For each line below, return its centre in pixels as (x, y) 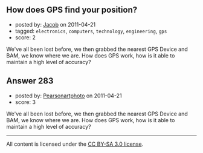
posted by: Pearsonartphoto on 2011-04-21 (68, 96)
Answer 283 (30, 81)
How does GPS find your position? (72, 10)
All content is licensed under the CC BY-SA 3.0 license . (75, 144)
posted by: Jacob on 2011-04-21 (55, 24)
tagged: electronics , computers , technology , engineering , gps (91, 31)
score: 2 (25, 37)
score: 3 (25, 102)
